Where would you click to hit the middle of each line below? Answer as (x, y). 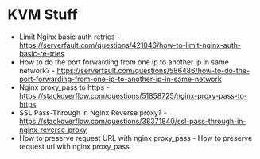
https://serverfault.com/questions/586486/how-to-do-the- (153, 70)
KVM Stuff (43, 15)
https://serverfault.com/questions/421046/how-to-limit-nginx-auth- (130, 45)
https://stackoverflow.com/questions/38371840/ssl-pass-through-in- (132, 121)
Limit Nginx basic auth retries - (70, 37)
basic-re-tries (42, 53)
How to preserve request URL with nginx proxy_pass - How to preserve (136, 138)
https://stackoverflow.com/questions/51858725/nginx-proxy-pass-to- (133, 95)
